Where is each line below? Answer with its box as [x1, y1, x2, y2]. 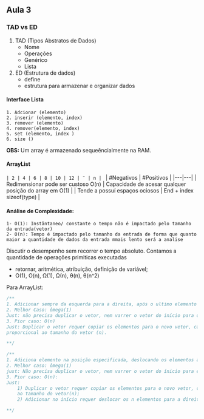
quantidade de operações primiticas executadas [6, 254, 127, 261]
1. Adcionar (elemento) [6, 109, 67, 115]
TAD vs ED [6, 23, 38, 32]
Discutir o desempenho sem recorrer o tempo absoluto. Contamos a [6, 247, 177, 254]
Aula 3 [6, 5, 32, 15]
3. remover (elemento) [6, 120, 64, 126]
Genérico [24, 56, 47, 63]
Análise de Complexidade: [6, 207, 74, 214]
